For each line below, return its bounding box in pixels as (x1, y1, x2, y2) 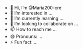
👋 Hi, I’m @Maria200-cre (10, 5, 62, 10)
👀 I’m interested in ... (10, 10, 53, 16)
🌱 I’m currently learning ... (10, 15, 64, 21)
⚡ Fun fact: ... (10, 39, 38, 45)
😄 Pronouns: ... (10, 33, 43, 39)
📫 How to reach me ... (10, 26, 57, 32)
